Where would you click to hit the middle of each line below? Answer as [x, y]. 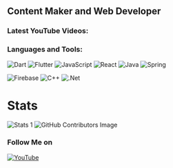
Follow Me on [30, 143]
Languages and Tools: [45, 50]
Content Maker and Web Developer [84, 11]
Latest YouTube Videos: [48, 31]
